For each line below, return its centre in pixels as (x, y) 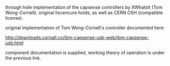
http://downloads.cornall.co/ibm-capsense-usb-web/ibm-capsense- (77, 38)
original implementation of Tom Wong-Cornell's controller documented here (84, 28)
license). (14, 18)
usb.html (14, 43)
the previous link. (23, 58)
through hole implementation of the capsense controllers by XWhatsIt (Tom (84, 7)
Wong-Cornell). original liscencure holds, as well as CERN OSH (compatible (84, 13)
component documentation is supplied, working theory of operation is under (85, 53)
